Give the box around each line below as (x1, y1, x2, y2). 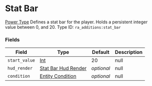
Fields (5, 36, 20, 43)
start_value (7, 58, 36, 63)
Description (114, 49, 143, 56)
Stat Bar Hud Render (39, 65, 87, 72)
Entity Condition (39, 73, 76, 80)
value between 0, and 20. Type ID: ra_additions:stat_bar (5, 24, 121, 30)
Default (92, 49, 110, 56)
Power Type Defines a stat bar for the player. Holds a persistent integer (5, 19, 148, 25)
